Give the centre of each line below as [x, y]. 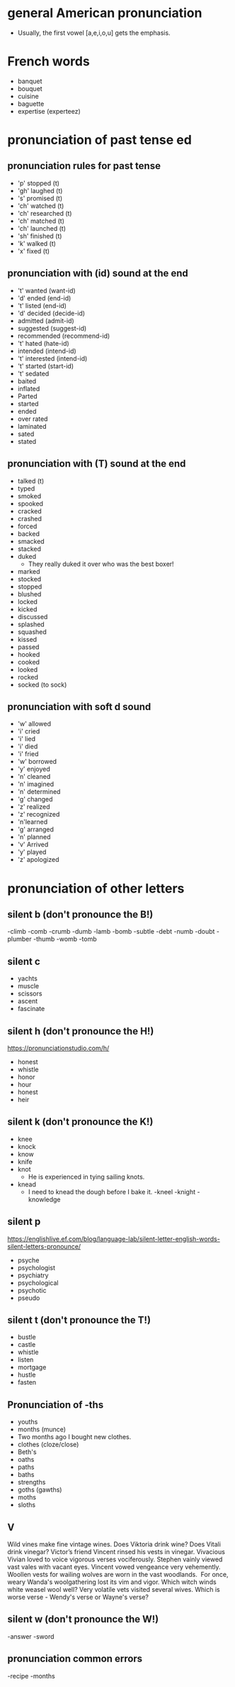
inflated [29, 388]
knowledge [45, 1199]
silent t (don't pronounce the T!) [79, 1320]
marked [29, 571]
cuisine [28, 96]
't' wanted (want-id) [46, 290]
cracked [30, 511]
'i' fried [28, 754]
